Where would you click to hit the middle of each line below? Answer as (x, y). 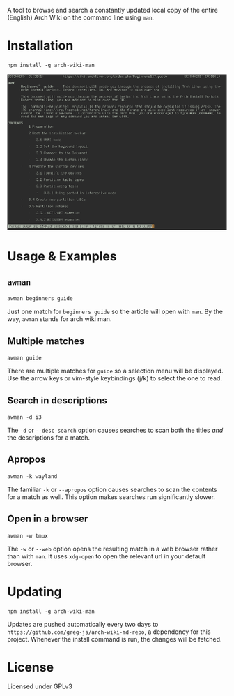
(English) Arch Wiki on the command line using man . (81, 17)
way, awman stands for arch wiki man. (60, 319)
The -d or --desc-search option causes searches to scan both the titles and (115, 430)
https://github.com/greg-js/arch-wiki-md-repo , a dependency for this (109, 632)
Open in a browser (48, 519)
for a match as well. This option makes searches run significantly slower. (111, 497)
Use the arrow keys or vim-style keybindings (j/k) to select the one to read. (115, 378)
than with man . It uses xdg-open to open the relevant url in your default (107, 556)
